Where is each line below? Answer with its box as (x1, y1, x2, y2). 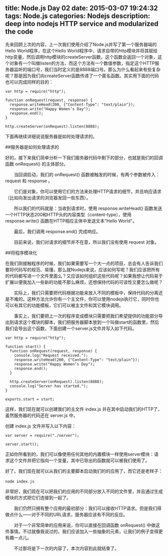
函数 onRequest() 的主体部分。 (5, 161, 68, 167)
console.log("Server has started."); (9, 383, 88, 388)
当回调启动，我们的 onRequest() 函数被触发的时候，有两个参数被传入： (13, 171, 160, 177)
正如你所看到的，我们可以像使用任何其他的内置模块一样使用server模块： (5, 451, 154, 457)
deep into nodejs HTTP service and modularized (5, 20, 158, 28)
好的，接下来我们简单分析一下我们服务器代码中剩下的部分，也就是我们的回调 (5, 155, 163, 161)
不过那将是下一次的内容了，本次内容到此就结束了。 (13, 545, 119, 551)
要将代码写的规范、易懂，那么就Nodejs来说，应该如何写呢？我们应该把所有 (5, 266, 160, 272)
